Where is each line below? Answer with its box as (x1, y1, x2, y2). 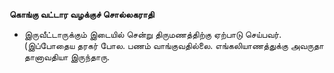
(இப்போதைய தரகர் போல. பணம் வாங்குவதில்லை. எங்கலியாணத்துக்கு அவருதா (23, 40, 324, 51)
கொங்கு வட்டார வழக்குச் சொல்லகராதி (9, 9, 155, 20)
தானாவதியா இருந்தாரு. (23, 51, 111, 63)
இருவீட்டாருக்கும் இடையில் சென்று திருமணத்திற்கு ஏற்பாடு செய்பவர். (23, 29, 282, 40)
